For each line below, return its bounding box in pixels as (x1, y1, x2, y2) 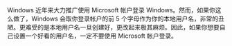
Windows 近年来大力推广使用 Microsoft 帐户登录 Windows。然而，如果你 (7, 6, 216, 14)
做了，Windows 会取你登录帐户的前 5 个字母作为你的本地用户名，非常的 (12, 14, 219, 23)
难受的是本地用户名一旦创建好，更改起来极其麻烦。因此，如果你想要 (25, 23, 220, 31)
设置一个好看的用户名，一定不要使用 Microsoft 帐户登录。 (12, 32, 178, 40)
